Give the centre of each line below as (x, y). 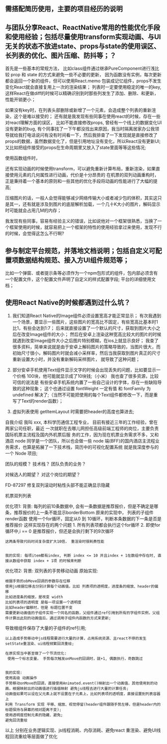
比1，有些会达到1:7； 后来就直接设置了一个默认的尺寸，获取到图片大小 (84, 328)
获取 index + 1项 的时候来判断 (53, 561)
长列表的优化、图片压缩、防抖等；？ (61, 56)
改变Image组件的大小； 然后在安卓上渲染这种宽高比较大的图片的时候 (91, 334)
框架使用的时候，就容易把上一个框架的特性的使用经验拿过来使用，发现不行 (85, 227)
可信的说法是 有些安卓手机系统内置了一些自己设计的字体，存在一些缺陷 (85, 382)
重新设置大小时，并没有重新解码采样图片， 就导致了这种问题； (76, 359)
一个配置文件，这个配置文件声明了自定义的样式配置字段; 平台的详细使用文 (81, 279)
